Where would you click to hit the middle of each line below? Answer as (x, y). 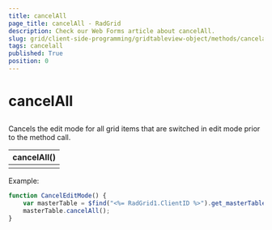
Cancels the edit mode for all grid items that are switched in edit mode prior (134, 129)
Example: (24, 181)
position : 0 (28, 62)
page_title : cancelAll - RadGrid (65, 23)
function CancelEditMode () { (57, 196)
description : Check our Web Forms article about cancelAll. (112, 31)
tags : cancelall (36, 46)
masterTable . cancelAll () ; (67, 211)
